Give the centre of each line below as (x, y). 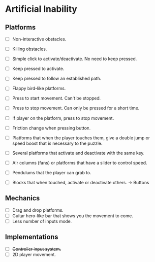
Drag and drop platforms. (38, 210)
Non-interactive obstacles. (39, 39)
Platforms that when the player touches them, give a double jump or (81, 138)
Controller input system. (37, 249)
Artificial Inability (41, 9)
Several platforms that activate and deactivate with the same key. (78, 153)
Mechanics (23, 198)
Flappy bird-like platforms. (39, 88)
